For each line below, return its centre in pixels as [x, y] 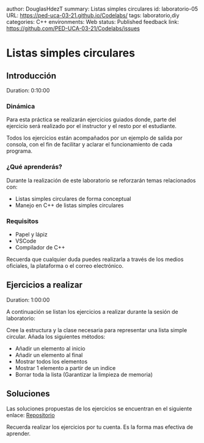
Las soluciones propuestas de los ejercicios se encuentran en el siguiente [99, 408]
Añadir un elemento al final [49, 355]
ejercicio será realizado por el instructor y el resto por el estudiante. [92, 126]
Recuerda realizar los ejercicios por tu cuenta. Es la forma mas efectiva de [100, 427]
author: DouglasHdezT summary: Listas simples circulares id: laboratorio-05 [102, 9]
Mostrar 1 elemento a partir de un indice [65, 368]
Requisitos [22, 221]
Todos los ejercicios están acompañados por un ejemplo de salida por [95, 138]
